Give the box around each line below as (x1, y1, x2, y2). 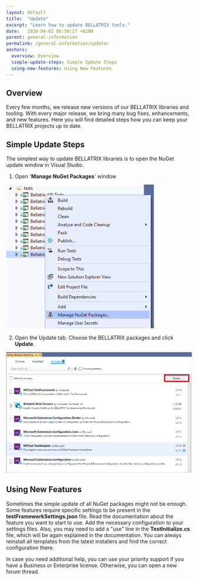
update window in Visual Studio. (6, 162, 84, 169)
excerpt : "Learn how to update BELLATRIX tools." (6, 22, 131, 28)
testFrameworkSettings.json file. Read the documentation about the (6, 513, 174, 520)
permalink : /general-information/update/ (6, 41, 110, 47)
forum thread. (6, 568, 39, 575)
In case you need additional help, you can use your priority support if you (6, 555, 184, 562)
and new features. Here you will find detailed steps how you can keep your (6, 116, 187, 123)
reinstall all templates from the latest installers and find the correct (6, 538, 167, 545)
